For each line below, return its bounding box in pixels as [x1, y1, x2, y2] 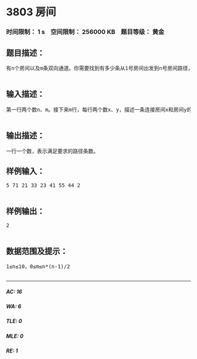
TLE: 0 [6, 318, 22, 325]
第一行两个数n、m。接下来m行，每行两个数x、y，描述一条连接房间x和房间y [6, 106, 187, 113]
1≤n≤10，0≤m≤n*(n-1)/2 [6, 263, 70, 270]
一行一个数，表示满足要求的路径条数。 [6, 147, 98, 155]
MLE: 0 [6, 333, 23, 340]
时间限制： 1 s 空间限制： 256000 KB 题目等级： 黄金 [6, 28, 165, 36]
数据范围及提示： [6, 246, 68, 256]
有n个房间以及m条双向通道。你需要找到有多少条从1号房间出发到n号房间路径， [6, 65, 193, 71]
